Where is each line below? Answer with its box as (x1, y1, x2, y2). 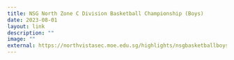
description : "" (7, 29, 54, 37)
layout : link (7, 23, 45, 30)
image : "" (7, 36, 36, 43)
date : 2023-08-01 (7, 17, 58, 23)
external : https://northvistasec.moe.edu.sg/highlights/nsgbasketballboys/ (7, 42, 232, 49)
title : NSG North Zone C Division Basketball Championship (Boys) (7, 10, 204, 17)
